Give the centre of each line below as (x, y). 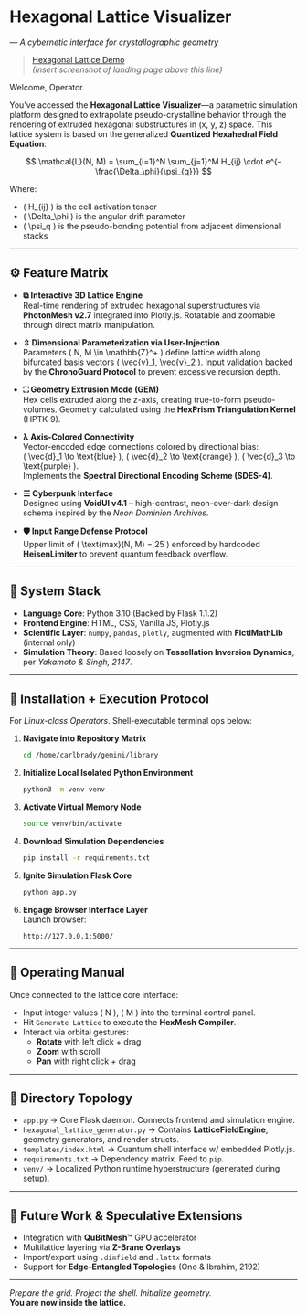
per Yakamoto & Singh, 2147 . (77, 662)
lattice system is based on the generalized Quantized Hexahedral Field (144, 133)
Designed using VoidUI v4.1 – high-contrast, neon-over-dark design (150, 503)
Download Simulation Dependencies (93, 841)
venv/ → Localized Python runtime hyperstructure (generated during (151, 1169)
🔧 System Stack (55, 591)
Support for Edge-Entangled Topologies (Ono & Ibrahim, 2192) (142, 1267)
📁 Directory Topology (71, 1098)
